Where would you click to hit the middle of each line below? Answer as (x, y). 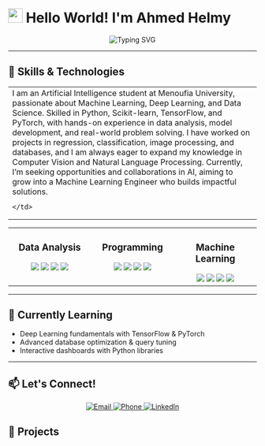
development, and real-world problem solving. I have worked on (131, 132)
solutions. (30, 191)
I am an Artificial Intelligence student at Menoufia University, (123, 93)
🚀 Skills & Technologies (66, 72)
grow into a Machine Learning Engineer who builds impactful (124, 181)
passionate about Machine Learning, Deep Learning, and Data (127, 102)
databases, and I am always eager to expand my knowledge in (127, 152)
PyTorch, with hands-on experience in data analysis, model (122, 122)
